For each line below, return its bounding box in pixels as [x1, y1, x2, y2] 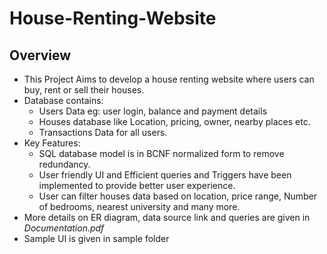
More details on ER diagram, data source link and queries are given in [23, 212, 311, 223]
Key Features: [23, 137, 81, 149]
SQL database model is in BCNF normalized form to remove [38, 148, 285, 159]
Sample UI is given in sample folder [23, 233, 170, 244]
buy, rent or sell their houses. [23, 84, 145, 96]
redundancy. [38, 158, 91, 170]
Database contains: [23, 95, 104, 106]
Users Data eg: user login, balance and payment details [38, 105, 268, 117]
